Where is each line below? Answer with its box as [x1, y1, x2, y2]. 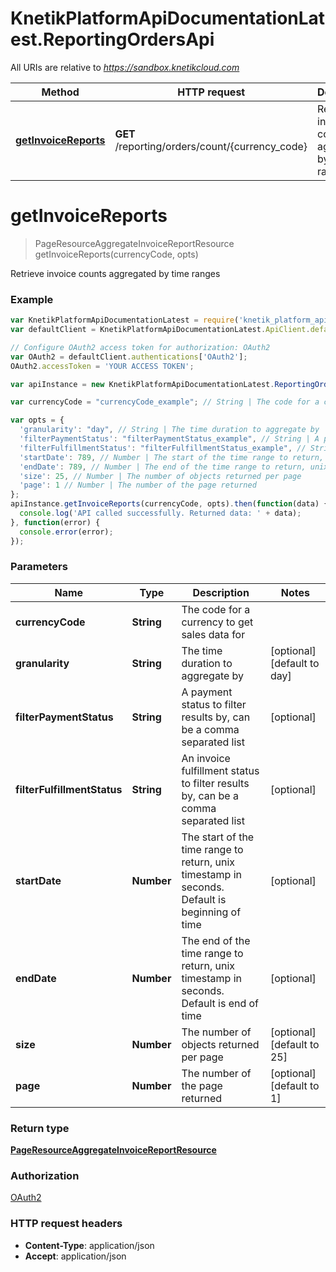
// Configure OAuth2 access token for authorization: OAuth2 [10, 342, 271, 352]
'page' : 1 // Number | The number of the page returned [19, 480, 257, 491]
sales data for [181, 627, 246, 641]
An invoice [181, 751, 231, 765]
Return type [10, 1121, 70, 1135]
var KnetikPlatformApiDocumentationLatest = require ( [10, 315, 240, 326]
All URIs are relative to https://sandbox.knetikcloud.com [10, 61, 240, 73]
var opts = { [10, 415, 65, 426]
